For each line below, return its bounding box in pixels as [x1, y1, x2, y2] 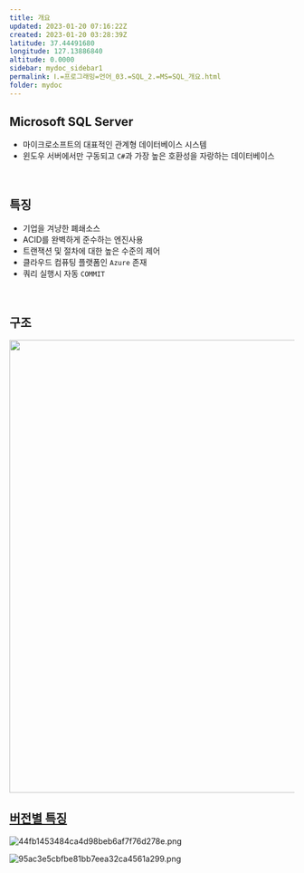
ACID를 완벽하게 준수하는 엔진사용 [22, 235, 144, 245]
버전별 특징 [9, 811, 68, 827]
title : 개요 [9, 13, 52, 23]
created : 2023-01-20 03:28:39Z [9, 30, 128, 39]
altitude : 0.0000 [9, 55, 75, 64]
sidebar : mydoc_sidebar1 [9, 64, 103, 73]
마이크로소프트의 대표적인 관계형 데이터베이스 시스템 [22, 139, 207, 150]
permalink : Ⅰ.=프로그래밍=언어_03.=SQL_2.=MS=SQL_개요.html [9, 72, 222, 82]
